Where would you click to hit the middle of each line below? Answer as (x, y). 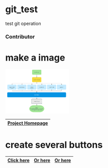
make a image (35, 58)
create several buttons (54, 145)
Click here (18, 160)
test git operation (23, 23)
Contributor (20, 37)
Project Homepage (28, 123)
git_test (22, 9)
